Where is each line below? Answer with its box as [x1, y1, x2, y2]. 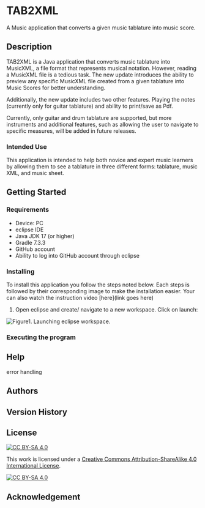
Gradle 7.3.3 [15, 239, 46, 246]
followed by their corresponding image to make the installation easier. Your [6, 288, 195, 295]
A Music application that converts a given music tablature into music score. [6, 24, 196, 31]
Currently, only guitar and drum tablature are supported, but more [6, 114, 172, 121]
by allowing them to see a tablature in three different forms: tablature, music [6, 163, 198, 170]
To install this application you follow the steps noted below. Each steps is [6, 281, 190, 288]
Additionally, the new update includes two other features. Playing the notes [6, 95, 196, 103]
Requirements [6, 206, 50, 214]
